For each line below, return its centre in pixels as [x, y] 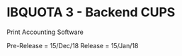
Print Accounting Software [45, 32]
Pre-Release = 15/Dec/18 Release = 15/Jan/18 [73, 45]
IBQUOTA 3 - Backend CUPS [91, 12]
